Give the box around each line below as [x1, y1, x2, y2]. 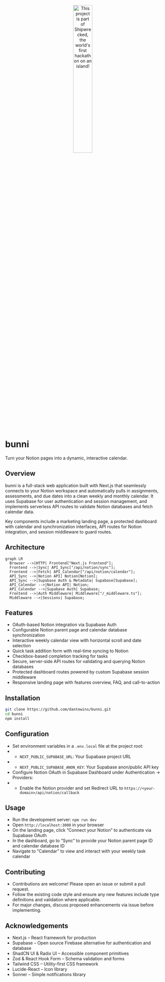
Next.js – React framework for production [12, 935, 96, 941]
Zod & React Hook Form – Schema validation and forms [12, 956, 125, 962]
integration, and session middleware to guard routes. [5, 529, 112, 535]
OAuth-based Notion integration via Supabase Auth [12, 622, 117, 627]
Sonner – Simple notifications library [12, 972, 86, 978]
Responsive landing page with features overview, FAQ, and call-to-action [12, 679, 160, 685]
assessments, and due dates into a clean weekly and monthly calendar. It [5, 493, 154, 499]
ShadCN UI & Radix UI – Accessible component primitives [12, 950, 129, 956]
